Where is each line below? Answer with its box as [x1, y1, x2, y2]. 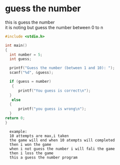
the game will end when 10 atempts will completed [9, 137, 115, 143]
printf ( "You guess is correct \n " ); [18, 88, 91, 93]
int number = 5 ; [9, 52, 43, 57]
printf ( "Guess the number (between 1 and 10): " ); [9, 66, 115, 70]
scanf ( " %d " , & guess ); [9, 70, 54, 75]
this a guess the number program [9, 155, 78, 160]
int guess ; [9, 57, 32, 62]
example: [9, 129, 27, 134]
